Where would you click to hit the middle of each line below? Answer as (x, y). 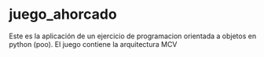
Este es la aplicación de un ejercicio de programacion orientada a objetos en (133, 36)
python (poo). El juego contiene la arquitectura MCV (93, 44)
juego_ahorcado (63, 14)
